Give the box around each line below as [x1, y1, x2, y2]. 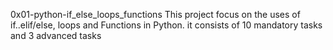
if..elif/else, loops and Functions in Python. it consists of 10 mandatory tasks [10, 19, 323, 31]
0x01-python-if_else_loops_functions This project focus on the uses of [10, 9, 301, 20]
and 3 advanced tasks [10, 30, 102, 41]
